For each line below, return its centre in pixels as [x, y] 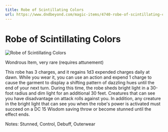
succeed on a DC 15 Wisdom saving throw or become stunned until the [78, 109]
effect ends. [17, 115]
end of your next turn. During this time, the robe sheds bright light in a [77, 88]
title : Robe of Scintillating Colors [44, 10]
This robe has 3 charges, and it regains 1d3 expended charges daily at [77, 72]
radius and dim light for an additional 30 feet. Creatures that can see [85, 93]
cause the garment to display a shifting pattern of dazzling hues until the [80, 83]
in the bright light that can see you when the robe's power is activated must [83, 104]
